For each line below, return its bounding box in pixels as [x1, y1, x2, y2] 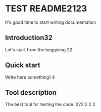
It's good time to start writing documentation [5, 19, 97, 25]
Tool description [5, 88, 57, 97]
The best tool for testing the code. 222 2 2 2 [5, 102, 96, 108]
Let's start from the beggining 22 [5, 46, 73, 52]
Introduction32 [5, 34, 53, 42]
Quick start [5, 61, 41, 70]
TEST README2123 [5, 3, 88, 14]
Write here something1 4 [5, 74, 55, 80]
